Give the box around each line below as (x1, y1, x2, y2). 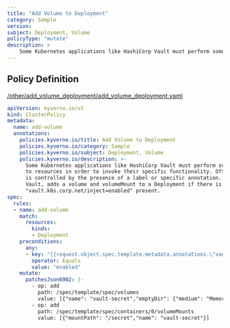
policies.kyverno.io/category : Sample (19, 143, 130, 150)
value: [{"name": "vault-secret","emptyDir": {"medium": (37, 295, 204, 302)
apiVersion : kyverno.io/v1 (7, 105, 84, 111)
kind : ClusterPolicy (7, 111, 66, 118)
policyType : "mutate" (7, 36, 69, 42)
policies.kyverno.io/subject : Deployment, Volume (19, 149, 164, 156)
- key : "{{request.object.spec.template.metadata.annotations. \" (25, 251, 216, 258)
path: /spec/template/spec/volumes (37, 289, 139, 296)
